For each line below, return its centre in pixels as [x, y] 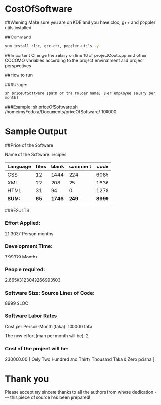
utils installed [18, 27]
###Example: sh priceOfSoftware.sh [41, 107]
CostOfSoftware [39, 9]
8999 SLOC [17, 303]
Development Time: [29, 246]
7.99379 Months [21, 257]
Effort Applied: [23, 223]
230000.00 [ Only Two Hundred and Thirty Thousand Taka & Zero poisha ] [80, 359]
